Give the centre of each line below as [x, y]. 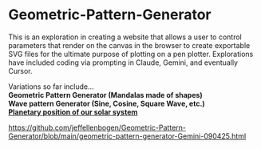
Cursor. [20, 70]
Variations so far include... [51, 87]
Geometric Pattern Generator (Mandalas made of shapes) [106, 95]
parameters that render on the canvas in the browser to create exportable [129, 45]
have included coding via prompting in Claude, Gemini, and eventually [123, 62]
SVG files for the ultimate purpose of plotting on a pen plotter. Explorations [131, 54]
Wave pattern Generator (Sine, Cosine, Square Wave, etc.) [107, 103]
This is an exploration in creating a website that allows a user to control [125, 37]
